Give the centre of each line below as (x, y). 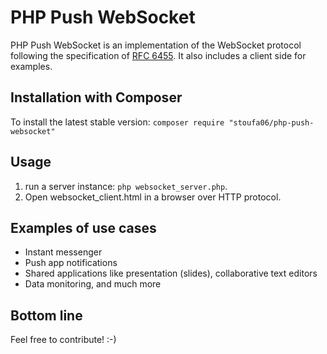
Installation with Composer (96, 97)
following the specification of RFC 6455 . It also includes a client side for (158, 55)
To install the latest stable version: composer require (117, 122)
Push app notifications (71, 263)
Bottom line (46, 315)
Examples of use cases (83, 227)
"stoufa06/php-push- (271, 122)
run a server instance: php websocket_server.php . (126, 186)
